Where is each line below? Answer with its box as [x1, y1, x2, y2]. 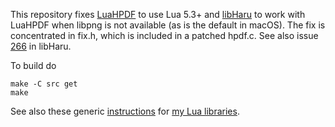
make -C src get [10, 79, 78, 89]
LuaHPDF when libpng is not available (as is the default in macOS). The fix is [10, 19, 326, 31]
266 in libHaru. [10, 40, 72, 52]
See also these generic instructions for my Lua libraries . [10, 105, 240, 117]
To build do [10, 60, 57, 71]
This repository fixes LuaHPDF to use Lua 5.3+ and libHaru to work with [10, 9, 306, 20]
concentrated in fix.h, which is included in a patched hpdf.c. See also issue [10, 30, 319, 41]
